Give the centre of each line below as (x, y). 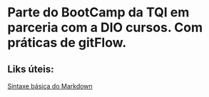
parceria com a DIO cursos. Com (105, 27)
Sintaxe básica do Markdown (50, 86)
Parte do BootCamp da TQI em (98, 12)
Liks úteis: (31, 69)
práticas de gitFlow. (67, 43)
